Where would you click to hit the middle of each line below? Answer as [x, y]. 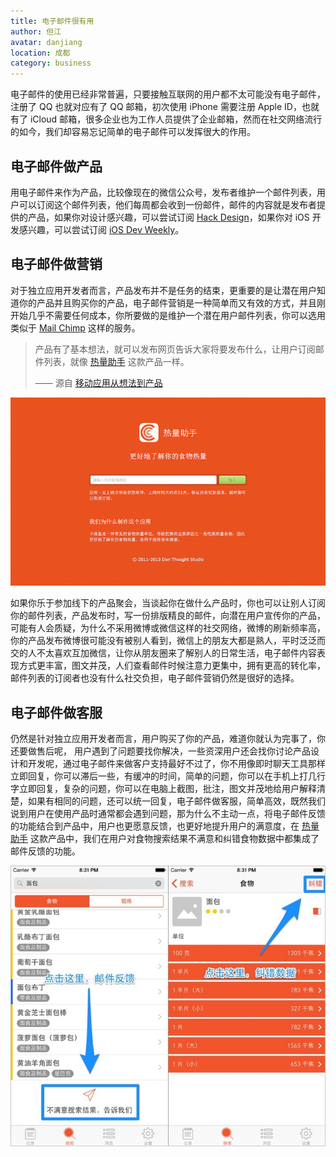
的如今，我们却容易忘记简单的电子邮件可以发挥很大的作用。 [133, 132]
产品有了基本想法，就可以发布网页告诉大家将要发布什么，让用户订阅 [175, 349]
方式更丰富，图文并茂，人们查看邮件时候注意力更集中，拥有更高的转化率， [172, 666]
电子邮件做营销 [56, 264]
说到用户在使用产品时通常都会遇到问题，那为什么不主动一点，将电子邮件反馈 [168, 814]
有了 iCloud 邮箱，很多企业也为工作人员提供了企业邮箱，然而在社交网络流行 [166, 119]
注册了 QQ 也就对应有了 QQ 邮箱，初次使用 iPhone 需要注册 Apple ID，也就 [165, 107]
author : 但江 [36, 31]
